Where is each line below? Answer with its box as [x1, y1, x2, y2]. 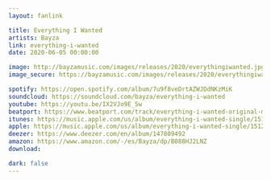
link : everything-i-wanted [8, 41, 99, 49]
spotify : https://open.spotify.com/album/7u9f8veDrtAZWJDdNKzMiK [8, 85, 232, 93]
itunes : [8, 115, 35, 123]
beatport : [8, 108, 42, 116]
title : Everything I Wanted [8, 26, 103, 35]
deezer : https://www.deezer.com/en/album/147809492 [8, 130, 186, 138]
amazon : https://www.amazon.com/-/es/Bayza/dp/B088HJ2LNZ [8, 137, 207, 145]
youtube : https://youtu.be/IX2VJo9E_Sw [8, 100, 143, 108]
